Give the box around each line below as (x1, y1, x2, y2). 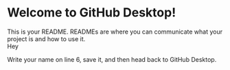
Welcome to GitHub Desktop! (7, 5, 176, 21)
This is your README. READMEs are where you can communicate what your (7, 27, 223, 36)
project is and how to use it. (7, 34, 86, 43)
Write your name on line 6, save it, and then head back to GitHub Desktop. (7, 55, 217, 63)
